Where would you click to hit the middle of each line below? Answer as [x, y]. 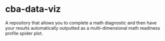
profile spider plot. [24, 33]
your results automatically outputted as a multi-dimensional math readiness [83, 28]
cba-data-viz [33, 9]
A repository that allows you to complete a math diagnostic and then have [81, 23]
